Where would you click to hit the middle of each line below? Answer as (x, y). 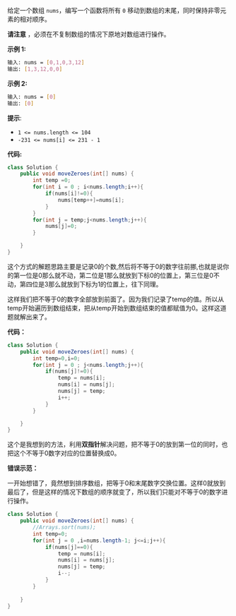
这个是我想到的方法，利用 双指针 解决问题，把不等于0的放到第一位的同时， (114, 445)
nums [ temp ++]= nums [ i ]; (91, 200)
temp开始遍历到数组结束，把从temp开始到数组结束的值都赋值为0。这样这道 (117, 308)
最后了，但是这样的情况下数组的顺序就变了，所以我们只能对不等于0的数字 (114, 492)
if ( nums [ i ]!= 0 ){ (69, 193)
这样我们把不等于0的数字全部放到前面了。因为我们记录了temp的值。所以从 (116, 299)
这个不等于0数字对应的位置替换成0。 (67, 453)
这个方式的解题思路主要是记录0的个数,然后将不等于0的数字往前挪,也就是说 (115, 266)
